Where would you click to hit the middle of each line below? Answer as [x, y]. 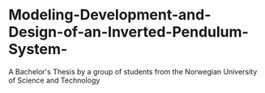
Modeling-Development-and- [110, 15]
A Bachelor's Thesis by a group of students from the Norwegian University [133, 71]
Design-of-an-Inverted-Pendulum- [128, 32]
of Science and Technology [54, 80]
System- [38, 49]
